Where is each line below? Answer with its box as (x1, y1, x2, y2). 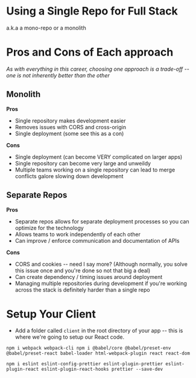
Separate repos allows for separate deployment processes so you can (14, 217, 189, 225)
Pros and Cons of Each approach (6, 45, 174, 59)
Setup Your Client (6, 307, 96, 321)
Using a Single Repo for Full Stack (6, 4, 178, 18)
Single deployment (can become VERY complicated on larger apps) (14, 153, 183, 161)
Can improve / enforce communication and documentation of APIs (14, 237, 180, 244)
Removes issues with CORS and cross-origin (14, 123, 127, 130)
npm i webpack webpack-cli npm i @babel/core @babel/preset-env (6, 345, 171, 351)
